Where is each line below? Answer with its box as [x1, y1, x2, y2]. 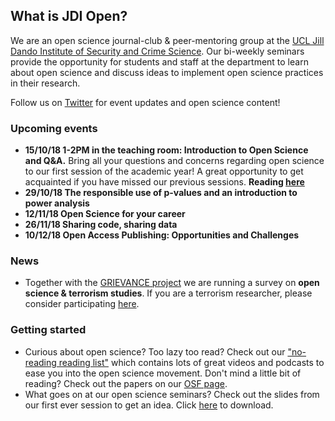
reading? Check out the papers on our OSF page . [24, 377, 228, 389]
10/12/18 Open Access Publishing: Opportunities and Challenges [24, 229, 300, 241]
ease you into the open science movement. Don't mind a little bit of [24, 367, 302, 379]
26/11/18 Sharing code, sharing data [24, 219, 178, 231]
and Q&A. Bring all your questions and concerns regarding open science [24, 155, 325, 167]
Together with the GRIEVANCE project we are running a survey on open [24, 277, 320, 289]
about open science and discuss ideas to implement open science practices [10, 66, 324, 78]
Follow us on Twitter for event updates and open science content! [10, 96, 281, 108]
